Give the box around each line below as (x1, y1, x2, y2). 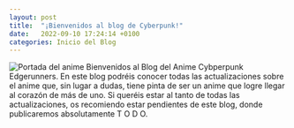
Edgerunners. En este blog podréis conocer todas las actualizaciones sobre (9, 72, 284, 82)
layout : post (9, 12, 57, 22)
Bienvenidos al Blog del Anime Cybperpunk (86, 62, 245, 72)
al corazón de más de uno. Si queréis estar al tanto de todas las (9, 90, 240, 101)
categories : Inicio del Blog (9, 37, 117, 47)
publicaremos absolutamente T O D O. (9, 109, 148, 119)
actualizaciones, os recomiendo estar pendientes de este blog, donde (9, 99, 263, 110)
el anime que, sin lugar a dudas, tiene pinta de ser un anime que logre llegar (9, 80, 285, 91)
